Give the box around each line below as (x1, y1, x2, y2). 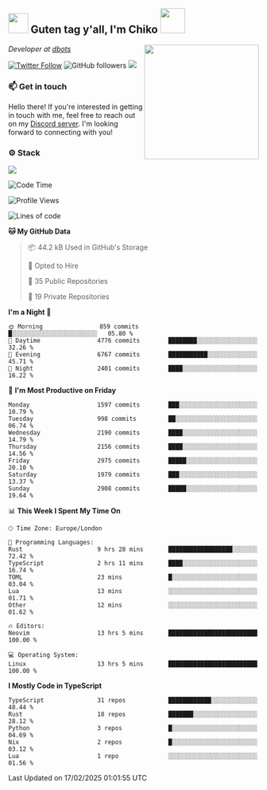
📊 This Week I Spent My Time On (8, 506, 121, 516)
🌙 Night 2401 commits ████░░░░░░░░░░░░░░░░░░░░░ (8, 364, 258, 373)
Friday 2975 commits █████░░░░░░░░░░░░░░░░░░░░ (8, 457, 258, 465)
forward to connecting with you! (8, 128, 113, 137)
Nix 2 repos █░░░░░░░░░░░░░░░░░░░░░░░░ (8, 738, 258, 746)
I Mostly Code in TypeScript (8, 681, 102, 690)
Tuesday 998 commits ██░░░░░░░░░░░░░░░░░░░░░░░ (8, 415, 258, 423)
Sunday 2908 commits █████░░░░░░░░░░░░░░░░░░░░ (8, 485, 258, 493)
